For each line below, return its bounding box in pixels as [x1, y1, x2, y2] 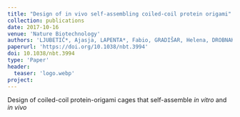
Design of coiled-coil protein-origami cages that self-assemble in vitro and [7, 96, 227, 104]
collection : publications [7, 17, 84, 24]
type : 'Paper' [7, 57, 50, 64]
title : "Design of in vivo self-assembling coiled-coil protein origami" [7, 10, 232, 18]
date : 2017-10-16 [7, 23, 59, 30]
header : [7, 63, 31, 70]
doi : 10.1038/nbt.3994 [7, 50, 75, 57]
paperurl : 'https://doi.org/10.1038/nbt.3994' [7, 43, 149, 50]
